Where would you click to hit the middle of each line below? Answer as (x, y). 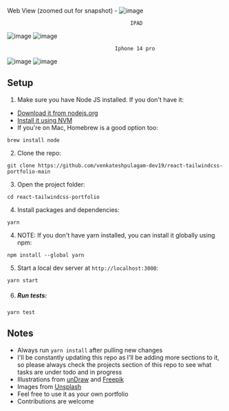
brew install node (33, 140)
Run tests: (32, 295)
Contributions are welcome (55, 401)
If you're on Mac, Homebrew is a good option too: (87, 127)
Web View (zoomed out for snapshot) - (63, 11)
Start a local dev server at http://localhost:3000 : (88, 268)
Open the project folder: (51, 184)
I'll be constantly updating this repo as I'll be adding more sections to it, (118, 357)
